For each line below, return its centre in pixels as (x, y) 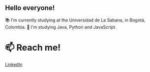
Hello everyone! (30, 8)
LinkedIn (14, 64)
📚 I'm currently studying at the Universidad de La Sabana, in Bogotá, (75, 20)
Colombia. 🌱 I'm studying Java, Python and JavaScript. (61, 27)
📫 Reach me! (33, 48)
